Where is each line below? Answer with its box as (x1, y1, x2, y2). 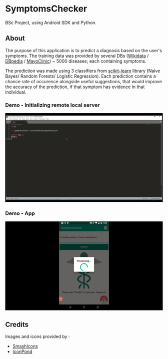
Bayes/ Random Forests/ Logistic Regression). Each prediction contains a (5, 73, 156, 79)
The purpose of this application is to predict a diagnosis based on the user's (5, 47, 162, 53)
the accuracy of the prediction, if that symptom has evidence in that (5, 84, 145, 90)
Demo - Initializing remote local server (5, 101, 100, 108)
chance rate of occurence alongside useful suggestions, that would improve (5, 78, 162, 84)
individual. (5, 89, 26, 95)
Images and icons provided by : (5, 333, 70, 339)
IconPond (12, 348, 32, 354)
